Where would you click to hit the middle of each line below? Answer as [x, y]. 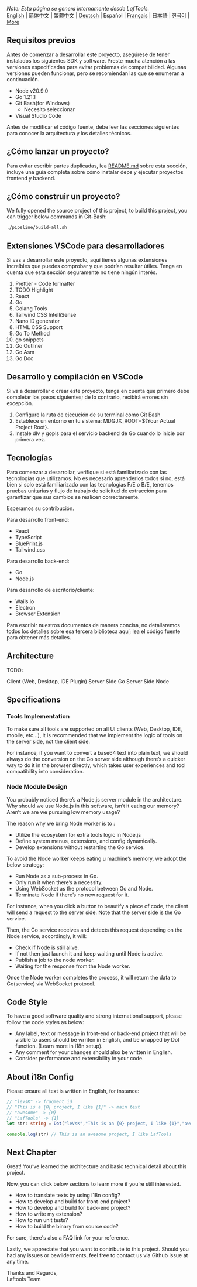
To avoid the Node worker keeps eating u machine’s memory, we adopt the [97, 858]
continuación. [23, 79]
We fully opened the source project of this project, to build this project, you [97, 211]
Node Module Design [37, 787]
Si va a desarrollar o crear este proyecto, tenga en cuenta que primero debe [98, 391]
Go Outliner [29, 346]
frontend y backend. [31, 178]
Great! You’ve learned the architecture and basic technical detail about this [97, 1166]
